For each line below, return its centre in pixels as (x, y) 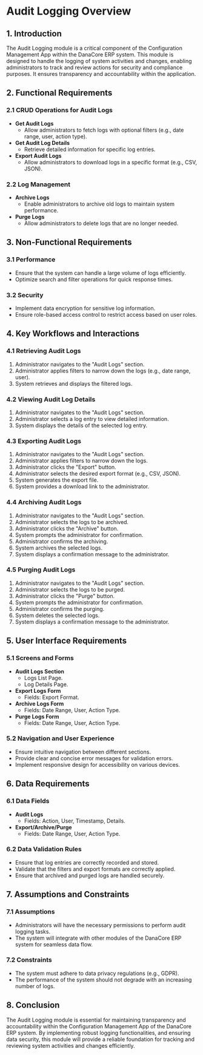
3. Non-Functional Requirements (69, 242)
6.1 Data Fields (28, 801)
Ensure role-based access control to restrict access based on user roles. (106, 314)
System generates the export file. (57, 480)
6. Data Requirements (48, 784)
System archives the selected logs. (59, 548)
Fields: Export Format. (52, 697)
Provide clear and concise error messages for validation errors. (94, 758)
